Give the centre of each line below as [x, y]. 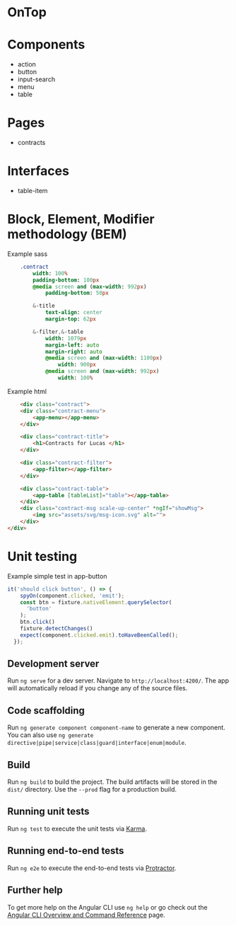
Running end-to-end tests [66, 851]
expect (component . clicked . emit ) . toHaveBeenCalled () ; [99, 635]
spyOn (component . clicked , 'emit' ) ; [72, 596]
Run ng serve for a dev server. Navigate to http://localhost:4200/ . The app [118, 681]
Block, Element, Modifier [81, 219]
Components [46, 45]
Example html [27, 391]
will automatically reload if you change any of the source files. [98, 688]
